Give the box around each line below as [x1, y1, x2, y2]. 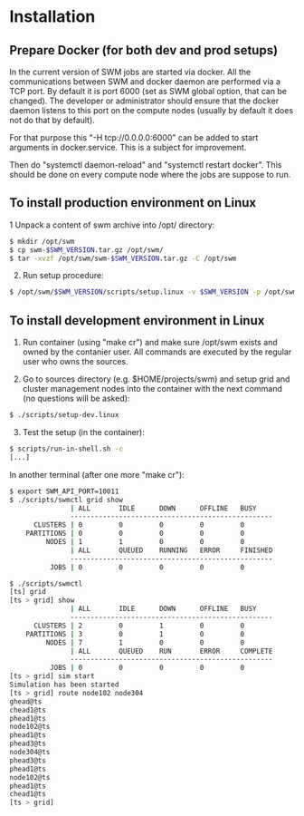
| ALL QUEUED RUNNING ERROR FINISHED [70, 546, 273, 555]
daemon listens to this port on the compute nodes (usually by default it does [9, 105, 294, 115]
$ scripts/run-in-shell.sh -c [9, 444, 124, 453]
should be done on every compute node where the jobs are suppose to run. [9, 170, 291, 180]
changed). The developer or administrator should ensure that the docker [9, 95, 280, 106]
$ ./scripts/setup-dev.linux [9, 411, 119, 420]
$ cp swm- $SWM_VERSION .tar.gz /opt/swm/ [9, 245, 165, 255]
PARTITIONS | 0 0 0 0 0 [25, 529, 245, 539]
